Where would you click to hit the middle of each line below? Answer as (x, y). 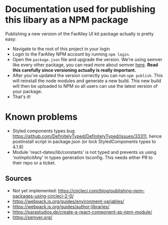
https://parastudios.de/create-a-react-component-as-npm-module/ (82, 212)
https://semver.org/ (32, 217)
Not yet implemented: (35, 190)
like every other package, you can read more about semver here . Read (85, 65)
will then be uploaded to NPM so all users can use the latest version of (85, 86)
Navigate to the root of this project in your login (61, 49)
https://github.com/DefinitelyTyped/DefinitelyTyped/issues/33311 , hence (87, 136)
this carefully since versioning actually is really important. (74, 70)
